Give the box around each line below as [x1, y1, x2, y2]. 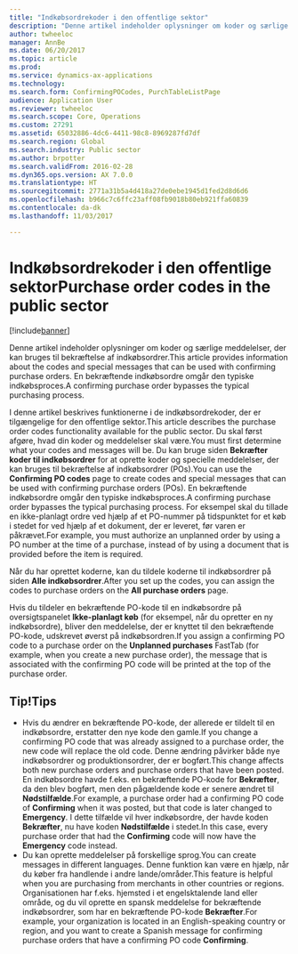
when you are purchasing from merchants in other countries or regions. [21, 878, 285, 889]
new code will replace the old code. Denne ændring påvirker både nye [21, 746, 280, 756]
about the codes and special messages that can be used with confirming [9, 361, 276, 372]
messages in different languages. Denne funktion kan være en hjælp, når [21, 860, 290, 870]
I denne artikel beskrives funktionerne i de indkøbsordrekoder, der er [9, 407, 262, 417]
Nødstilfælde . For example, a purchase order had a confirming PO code [21, 793, 285, 804]
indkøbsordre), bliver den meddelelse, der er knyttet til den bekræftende [9, 620, 274, 632]
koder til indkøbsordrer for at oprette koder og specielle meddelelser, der [9, 454, 279, 465]
